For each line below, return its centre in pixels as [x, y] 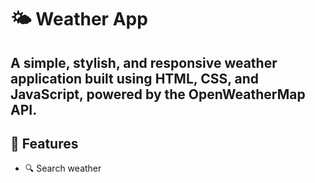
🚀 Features [44, 143]
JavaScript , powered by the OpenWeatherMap [158, 94]
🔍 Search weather [63, 168]
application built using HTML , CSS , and [135, 78]
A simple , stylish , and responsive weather [144, 62]
